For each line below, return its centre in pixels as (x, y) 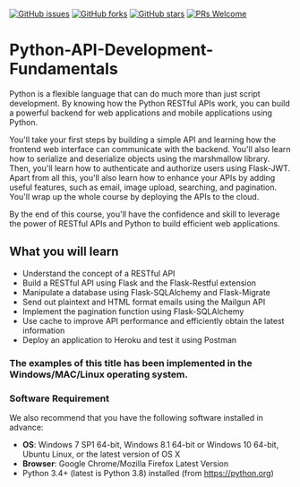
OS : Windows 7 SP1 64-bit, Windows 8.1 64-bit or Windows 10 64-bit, (150, 444)
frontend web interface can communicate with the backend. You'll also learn (150, 149)
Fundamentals (64, 69)
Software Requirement (60, 398)
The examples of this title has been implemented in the (131, 363)
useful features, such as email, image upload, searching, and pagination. (143, 187)
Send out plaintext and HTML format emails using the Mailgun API (144, 302)
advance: (26, 427)
